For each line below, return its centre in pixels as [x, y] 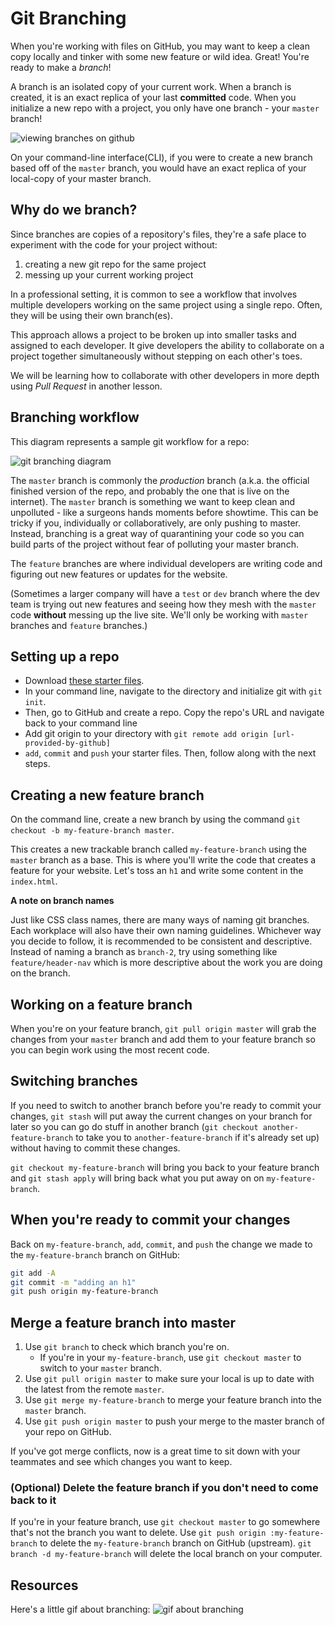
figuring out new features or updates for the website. [119, 574]
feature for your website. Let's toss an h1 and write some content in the [157, 871]
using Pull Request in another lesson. [86, 386]
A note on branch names [62, 901]
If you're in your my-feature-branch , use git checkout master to [170, 1358]
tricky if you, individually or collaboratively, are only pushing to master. [155, 523]
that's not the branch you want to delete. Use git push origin [138, 1533]
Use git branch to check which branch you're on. [127, 1347]
